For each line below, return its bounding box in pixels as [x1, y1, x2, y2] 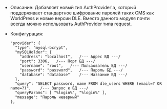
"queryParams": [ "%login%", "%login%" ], [15, 90, 107, 95]
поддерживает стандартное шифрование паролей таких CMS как [10, 10, 154, 16]
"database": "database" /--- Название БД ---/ [19, 72, 128, 77]
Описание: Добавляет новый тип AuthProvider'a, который [10, 5, 136, 10]
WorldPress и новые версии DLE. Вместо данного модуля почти [10, 15, 150, 21]
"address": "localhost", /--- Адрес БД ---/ [19, 54, 121, 59]
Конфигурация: [10, 31, 44, 37]
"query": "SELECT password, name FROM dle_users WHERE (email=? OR [15, 81, 162, 86]
